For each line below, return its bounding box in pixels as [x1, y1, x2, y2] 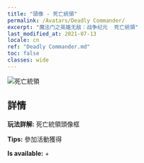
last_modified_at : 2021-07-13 [7, 30, 97, 38]
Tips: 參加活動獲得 [7, 135, 62, 143]
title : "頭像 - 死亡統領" [7, 10, 78, 18]
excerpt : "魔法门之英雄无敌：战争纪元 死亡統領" [7, 23, 139, 30]
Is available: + [7, 149, 50, 157]
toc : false [7, 50, 40, 57]
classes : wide [7, 57, 50, 64]
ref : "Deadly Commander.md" [7, 43, 91, 50]
